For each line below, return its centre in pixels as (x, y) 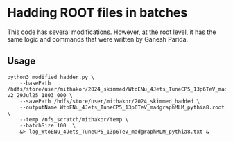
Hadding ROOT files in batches (97, 13)
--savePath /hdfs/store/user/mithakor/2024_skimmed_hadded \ (110, 101)
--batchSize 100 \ (48, 125)
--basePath (35, 83)
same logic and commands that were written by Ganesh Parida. (98, 39)
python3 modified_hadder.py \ (51, 77)
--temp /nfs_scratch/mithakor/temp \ (74, 119)
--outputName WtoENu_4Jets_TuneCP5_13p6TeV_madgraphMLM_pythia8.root (122, 107)
